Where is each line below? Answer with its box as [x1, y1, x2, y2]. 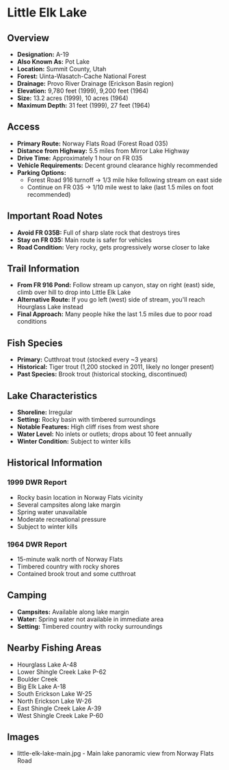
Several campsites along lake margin [16, 501, 121, 509]
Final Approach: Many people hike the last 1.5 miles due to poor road [16, 310, 213, 318]
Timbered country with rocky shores [16, 562, 120, 570]
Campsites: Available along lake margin [16, 607, 129, 616]
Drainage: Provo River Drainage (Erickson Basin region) [16, 80, 174, 87]
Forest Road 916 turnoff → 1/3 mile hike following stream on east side [27, 176, 222, 184]
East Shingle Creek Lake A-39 [16, 704, 102, 712]
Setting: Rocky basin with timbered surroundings [16, 416, 156, 424]
